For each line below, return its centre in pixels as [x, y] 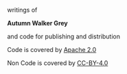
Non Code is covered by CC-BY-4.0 [58, 63]
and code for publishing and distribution [63, 36]
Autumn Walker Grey [38, 23]
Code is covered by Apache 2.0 [52, 50]
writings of [22, 10]
